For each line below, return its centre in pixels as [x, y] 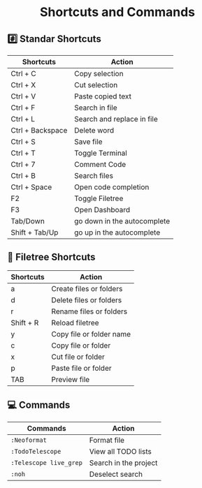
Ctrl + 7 [23, 164]
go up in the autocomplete [117, 232]
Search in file [96, 108]
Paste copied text [103, 96]
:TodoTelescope [36, 451]
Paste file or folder [81, 368]
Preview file [71, 379]
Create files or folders [87, 288]
